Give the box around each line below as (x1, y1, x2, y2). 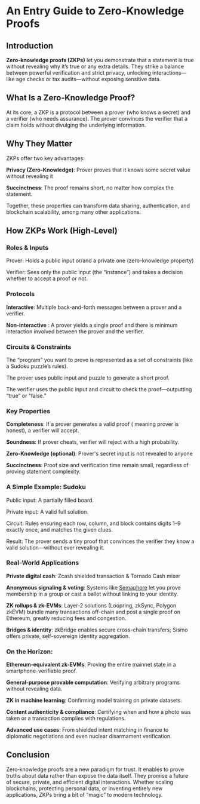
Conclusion (6, 750, 50, 760)
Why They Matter (6, 139, 73, 149)
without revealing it (6, 172, 54, 180)
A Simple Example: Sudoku (6, 483, 87, 491)
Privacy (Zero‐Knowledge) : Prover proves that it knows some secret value (6, 166, 191, 173)
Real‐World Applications (6, 558, 79, 567)
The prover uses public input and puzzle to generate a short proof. (6, 374, 170, 381)
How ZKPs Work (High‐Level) (6, 226, 118, 236)
